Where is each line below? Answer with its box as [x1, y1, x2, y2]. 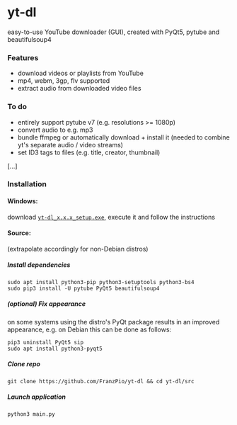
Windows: [7, 197, 38, 205]
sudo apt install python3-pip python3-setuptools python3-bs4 [7, 278, 195, 285]
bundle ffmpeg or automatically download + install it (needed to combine [17, 132, 230, 142]
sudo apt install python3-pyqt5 [7, 345, 103, 352]
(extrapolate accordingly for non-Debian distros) [7, 244, 149, 253]
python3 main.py [7, 410, 55, 418]
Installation [7, 179, 47, 189]
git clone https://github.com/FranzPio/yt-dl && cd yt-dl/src [7, 378, 195, 385]
